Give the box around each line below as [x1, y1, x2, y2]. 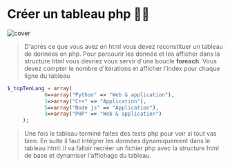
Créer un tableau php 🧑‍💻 [7, 6, 150, 22]
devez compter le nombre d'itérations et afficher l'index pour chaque [23, 64, 220, 72]
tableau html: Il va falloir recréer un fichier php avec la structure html [23, 144, 220, 152]
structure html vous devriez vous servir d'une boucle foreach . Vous [23, 56, 218, 65]
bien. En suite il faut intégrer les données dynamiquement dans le [23, 137, 211, 145]
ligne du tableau [23, 72, 70, 80]
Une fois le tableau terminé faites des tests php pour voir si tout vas [23, 129, 217, 138]
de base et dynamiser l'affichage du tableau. [23, 152, 152, 160]
